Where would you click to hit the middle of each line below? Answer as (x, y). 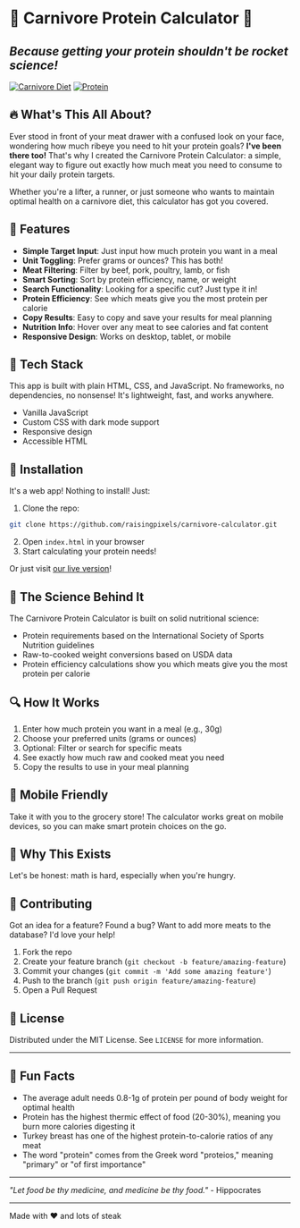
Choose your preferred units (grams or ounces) (109, 738)
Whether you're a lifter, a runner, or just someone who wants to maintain (142, 191)
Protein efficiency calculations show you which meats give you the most (155, 664)
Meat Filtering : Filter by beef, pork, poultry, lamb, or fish (126, 270)
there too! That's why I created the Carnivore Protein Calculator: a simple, (145, 155)
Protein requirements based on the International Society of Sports (143, 635)
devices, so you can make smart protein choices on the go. (118, 826)
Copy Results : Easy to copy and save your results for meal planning (147, 318)
